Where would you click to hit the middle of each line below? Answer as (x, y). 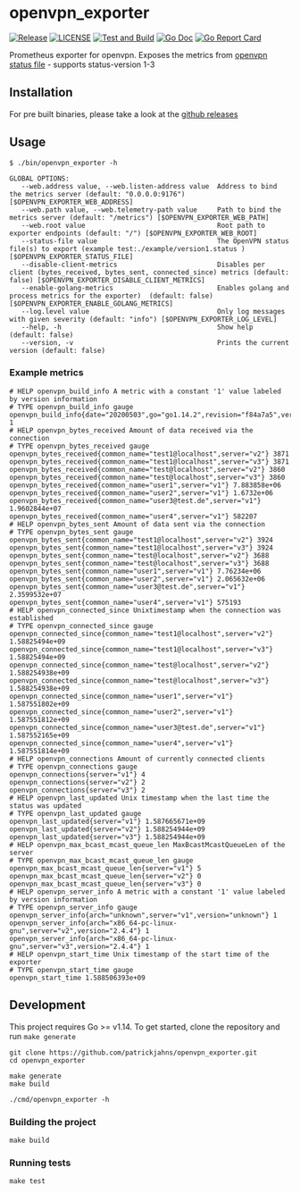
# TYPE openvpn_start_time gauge (71, 970)
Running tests (40, 1163)
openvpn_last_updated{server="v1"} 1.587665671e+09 (107, 821)
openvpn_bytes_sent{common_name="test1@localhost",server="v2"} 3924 (142, 540)
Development (48, 1005)
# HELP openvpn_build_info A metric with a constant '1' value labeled (145, 391)
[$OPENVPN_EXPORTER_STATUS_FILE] (71, 256)
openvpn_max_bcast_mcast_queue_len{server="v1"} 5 (105, 868)
